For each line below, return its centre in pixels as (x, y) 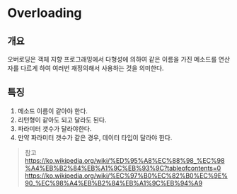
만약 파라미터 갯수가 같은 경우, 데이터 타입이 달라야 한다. (95, 137)
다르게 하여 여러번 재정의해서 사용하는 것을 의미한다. (92, 68)
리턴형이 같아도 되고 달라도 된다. (62, 120)
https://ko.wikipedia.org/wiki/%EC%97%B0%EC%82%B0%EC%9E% (126, 176)
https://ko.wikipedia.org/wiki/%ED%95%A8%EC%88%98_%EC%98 (125, 160)
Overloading (45, 13)
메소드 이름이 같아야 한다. (53, 110)
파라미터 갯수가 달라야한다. (54, 128)
